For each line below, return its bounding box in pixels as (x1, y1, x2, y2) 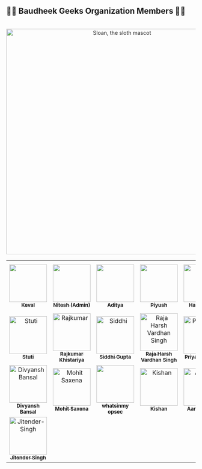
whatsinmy (102, 402, 129, 409)
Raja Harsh (145, 350, 173, 357)
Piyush (150, 301, 168, 308)
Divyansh (16, 402, 40, 409)
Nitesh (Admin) (53, 301, 91, 308)
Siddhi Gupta (99, 353, 132, 360)
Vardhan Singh (141, 356, 177, 363)
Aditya (107, 301, 124, 308)
